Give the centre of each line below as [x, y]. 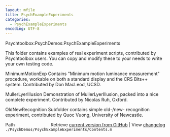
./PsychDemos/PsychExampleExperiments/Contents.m [59, 130]
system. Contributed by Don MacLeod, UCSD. [53, 85]
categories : [18, 19]
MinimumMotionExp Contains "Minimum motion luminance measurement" [82, 74]
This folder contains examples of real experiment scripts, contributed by [81, 53]
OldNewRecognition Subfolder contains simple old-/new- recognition [77, 110]
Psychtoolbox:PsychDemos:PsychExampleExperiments [63, 43]
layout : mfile [20, 10]
